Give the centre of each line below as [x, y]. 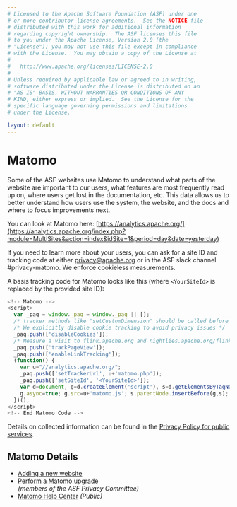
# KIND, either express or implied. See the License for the [101, 100]
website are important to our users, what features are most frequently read [116, 187]
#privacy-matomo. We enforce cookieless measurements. [92, 267]
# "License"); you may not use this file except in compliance [102, 47]
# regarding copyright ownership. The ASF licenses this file [102, 34]
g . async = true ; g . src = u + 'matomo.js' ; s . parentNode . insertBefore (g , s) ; [124, 393]
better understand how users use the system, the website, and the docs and [118, 202]
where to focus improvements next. [59, 210]
